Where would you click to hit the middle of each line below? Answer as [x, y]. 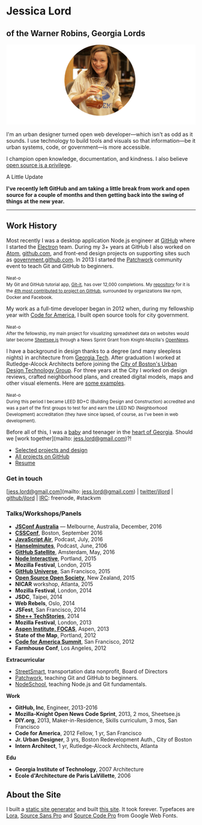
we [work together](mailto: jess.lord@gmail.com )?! [69, 438]
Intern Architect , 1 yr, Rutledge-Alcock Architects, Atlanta [86, 746]
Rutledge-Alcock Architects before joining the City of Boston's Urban [92, 364]
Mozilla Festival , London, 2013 [53, 623]
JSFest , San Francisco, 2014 [50, 610]
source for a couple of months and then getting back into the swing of [95, 195]
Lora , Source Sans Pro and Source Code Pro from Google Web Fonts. [92, 816]
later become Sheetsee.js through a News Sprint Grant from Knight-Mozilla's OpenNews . [98, 340]
